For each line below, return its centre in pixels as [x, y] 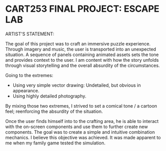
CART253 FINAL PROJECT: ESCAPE [82, 9]
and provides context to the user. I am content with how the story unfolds [82, 60]
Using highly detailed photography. [49, 96]
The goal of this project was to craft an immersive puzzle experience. [78, 43]
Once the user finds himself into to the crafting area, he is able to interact [82, 121]
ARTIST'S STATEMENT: [30, 34]
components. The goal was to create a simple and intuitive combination [80, 132]
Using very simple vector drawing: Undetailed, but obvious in [77, 85]
